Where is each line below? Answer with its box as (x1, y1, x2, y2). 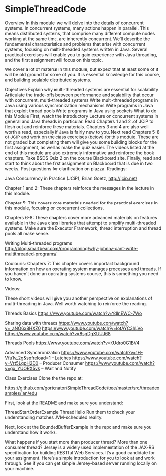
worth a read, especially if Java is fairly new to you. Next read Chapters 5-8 (5, 129, 160, 135)
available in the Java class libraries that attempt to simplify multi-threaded (5, 220, 156, 226)
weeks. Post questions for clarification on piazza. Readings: (5, 165, 127, 172)
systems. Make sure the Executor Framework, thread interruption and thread (5, 225, 162, 231)
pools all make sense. (5, 230, 50, 236)
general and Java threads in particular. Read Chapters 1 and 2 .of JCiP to (5, 118, 154, 124)
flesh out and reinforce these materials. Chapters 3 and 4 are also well (5, 123, 149, 130)
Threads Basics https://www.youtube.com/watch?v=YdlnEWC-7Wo (5, 310, 142, 316)
